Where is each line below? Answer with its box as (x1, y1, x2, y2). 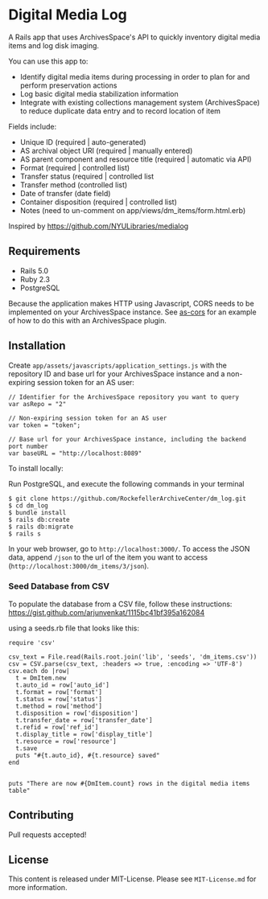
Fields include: (8, 121, 57, 131)
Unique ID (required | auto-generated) (19, 137, 146, 146)
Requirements (8, 244, 80, 258)
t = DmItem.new (15, 674, 67, 682)
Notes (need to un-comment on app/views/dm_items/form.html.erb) (19, 205, 246, 215)
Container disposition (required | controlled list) (19, 197, 177, 207)
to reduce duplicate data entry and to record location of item (19, 106, 221, 116)
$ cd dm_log (8, 501, 48, 510)
